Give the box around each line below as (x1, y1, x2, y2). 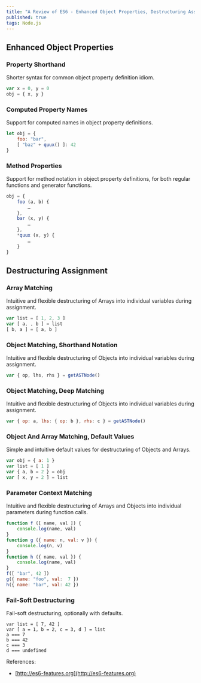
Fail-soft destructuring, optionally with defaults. (6, 610, 123, 617)
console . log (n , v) (17, 542, 63, 548)
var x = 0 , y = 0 (6, 85, 50, 92)
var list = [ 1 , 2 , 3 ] (6, 315, 66, 321)
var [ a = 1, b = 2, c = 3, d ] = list (6, 627, 106, 633)
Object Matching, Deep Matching (6, 386, 105, 395)
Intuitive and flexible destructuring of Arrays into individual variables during (6, 297, 192, 305)
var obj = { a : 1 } (6, 458, 55, 464)
